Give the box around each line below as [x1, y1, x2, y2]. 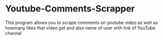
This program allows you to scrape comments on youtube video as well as [5, 19, 158, 25]
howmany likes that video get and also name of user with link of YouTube [5, 24, 156, 30]
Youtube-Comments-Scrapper [5, 3, 135, 14]
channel [5, 30, 22, 36]
